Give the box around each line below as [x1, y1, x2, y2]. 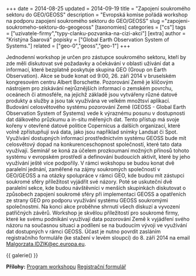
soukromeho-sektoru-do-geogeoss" [6, 23, 94, 30]
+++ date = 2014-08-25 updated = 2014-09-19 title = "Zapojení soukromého [6, 5, 191, 12]
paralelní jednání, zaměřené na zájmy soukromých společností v [6, 166, 161, 172]
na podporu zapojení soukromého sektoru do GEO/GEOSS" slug [6, 18, 160, 24]
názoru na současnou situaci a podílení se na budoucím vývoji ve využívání [6, 222, 187, 229]
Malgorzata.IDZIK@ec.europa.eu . [6, 240, 87, 247]
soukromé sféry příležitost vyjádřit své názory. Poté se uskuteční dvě [6, 178, 173, 185]
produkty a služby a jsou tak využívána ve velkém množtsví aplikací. [6, 97, 171, 104]
